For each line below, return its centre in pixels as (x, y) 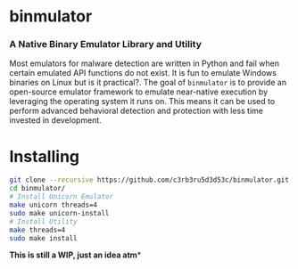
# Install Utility (43, 221)
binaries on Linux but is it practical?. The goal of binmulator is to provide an (148, 83)
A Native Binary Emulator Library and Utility (106, 45)
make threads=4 (37, 230)
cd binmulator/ (37, 189)
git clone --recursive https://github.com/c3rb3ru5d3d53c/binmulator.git (149, 180)
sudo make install (43, 238)
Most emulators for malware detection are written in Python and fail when (144, 63)
